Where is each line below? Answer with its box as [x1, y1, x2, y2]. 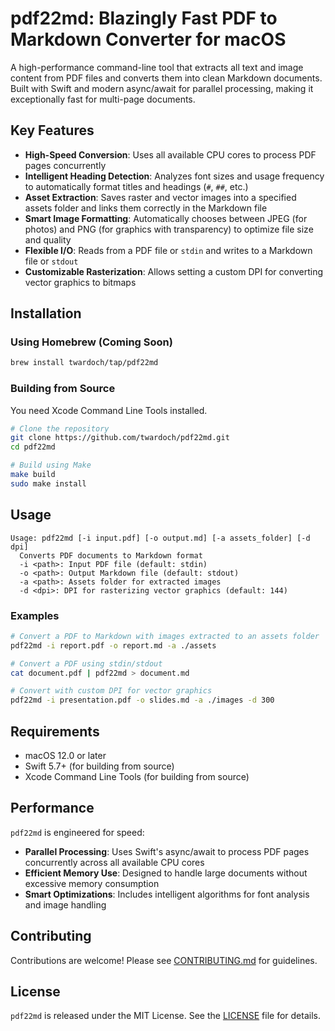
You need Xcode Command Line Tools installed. [10, 404, 208, 416]
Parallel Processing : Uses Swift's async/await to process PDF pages [24, 845, 310, 857]
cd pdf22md [10, 442, 56, 452]
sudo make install [10, 478, 87, 489]
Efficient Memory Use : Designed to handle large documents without [24, 867, 308, 879]
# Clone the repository [10, 423, 110, 434]
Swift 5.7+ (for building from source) [24, 760, 175, 772]
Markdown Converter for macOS [10, 28, 287, 51]
